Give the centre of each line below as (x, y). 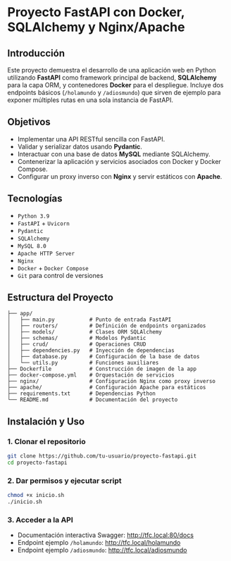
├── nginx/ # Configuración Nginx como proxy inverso (112, 382)
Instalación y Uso (46, 421)
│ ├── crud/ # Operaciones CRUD (77, 345)
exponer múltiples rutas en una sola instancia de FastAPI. (90, 100)
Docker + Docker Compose (53, 267)
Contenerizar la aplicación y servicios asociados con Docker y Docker (119, 161)
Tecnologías (35, 199)
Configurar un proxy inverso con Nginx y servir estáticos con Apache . (120, 176)
